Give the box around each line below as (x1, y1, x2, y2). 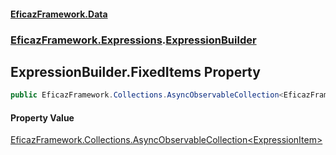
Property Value (10, 111, 75, 124)
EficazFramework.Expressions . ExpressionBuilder (10, 33, 257, 47)
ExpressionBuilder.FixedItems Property (10, 63, 261, 80)
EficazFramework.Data (10, 8, 108, 20)
